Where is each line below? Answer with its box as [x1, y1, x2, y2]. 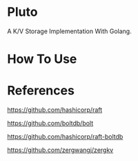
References [7, 83, 75, 99]
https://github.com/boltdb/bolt [7, 119, 94, 128]
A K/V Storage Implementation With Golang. [7, 27, 132, 35]
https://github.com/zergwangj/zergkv [7, 146, 114, 154]
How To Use [7, 51, 77, 67]
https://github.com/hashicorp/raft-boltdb [7, 133, 124, 141]
